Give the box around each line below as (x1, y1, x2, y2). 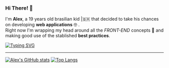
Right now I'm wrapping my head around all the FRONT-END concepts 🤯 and (5, 27, 164, 33)
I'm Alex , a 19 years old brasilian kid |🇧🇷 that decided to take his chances (5, 16, 159, 22)
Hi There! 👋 (5, 5, 33, 12)
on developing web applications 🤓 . (5, 22, 80, 28)
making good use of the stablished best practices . (5, 33, 111, 39)
